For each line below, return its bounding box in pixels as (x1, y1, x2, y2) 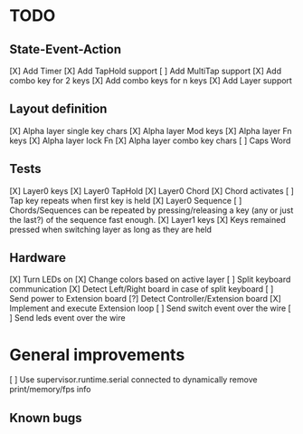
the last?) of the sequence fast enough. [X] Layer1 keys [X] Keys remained (9, 214, 287, 225)
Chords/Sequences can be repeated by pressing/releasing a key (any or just (9, 205, 294, 216)
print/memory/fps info (9, 384, 91, 395)
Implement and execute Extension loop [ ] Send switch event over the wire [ (9, 303, 291, 313)
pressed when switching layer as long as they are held (9, 224, 213, 235)
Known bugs (9, 410, 83, 426)
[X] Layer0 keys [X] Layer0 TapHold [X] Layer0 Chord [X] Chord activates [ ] (9, 185, 294, 196)
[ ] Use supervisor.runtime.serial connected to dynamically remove (9, 374, 258, 385)
